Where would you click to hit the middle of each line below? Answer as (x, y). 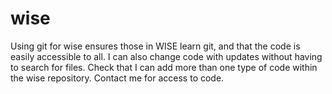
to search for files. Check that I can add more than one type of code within (164, 67)
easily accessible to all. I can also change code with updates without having (166, 56)
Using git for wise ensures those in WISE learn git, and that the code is (155, 46)
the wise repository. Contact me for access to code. (117, 78)
